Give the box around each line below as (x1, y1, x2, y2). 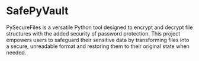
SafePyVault (6, 4, 69, 18)
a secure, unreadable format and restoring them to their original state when (6, 43, 190, 50)
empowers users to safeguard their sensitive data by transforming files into (6, 36, 190, 43)
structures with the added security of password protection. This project (6, 30, 181, 37)
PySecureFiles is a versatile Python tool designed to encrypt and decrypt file (6, 24, 193, 31)
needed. (6, 49, 27, 56)
